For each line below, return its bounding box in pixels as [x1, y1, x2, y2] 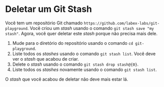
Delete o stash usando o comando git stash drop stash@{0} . [12, 61, 139, 67]
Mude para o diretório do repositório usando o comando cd [12, 40, 133, 46]
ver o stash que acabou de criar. [12, 56, 79, 62]
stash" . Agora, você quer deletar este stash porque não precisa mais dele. [5, 30, 158, 36]
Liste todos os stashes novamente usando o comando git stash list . [12, 66, 157, 73]
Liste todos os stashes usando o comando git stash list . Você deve [12, 51, 156, 57]
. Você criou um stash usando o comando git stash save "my [27, 25, 154, 31]
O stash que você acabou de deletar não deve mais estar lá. [5, 76, 128, 82]
